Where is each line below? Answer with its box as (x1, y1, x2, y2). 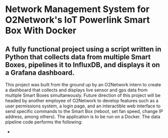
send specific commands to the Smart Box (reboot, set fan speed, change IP (5, 108, 163, 114)
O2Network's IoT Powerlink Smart (5, 14, 150, 26)
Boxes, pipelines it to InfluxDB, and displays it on (5, 60, 160, 69)
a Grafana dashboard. (5, 68, 75, 77)
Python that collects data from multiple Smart (5, 53, 151, 61)
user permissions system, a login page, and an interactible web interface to (5, 103, 161, 109)
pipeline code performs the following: (5, 119, 83, 125)
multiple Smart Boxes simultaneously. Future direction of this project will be (5, 92, 161, 98)
